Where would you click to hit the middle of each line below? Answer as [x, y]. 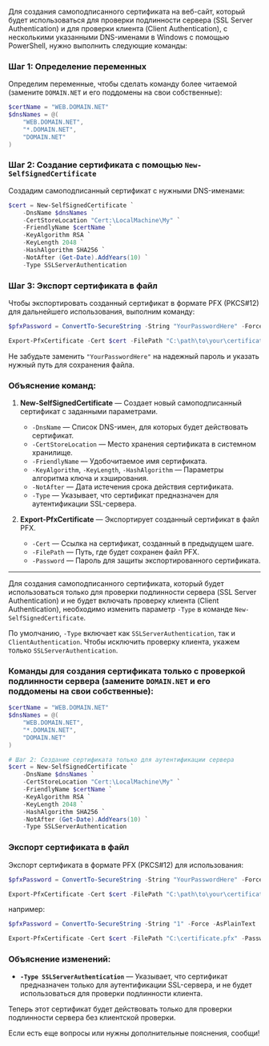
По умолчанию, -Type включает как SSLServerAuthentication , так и [122, 633]
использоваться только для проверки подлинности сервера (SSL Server [132, 592]
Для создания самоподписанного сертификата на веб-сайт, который [127, 12]
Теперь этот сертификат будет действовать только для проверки [120, 1009]
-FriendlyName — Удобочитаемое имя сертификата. [120, 462]
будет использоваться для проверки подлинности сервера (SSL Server [130, 20]
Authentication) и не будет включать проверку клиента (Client [114, 600]
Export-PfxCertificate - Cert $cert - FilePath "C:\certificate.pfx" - [127, 938]
